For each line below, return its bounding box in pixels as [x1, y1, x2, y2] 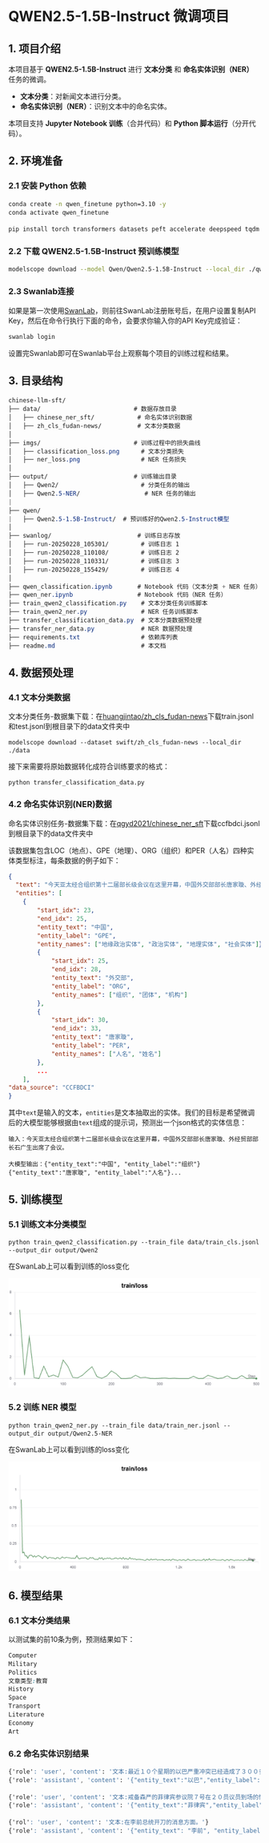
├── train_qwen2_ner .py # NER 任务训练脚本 [8, 608, 199, 616]
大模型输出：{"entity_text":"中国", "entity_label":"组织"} [8, 1160, 201, 1168]
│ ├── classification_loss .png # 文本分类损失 [8, 447, 184, 455]
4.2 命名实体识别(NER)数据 [8, 799, 112, 810]
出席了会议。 [31, 1143, 68, 1152]
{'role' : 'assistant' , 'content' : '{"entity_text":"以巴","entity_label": [8, 1776, 261, 1784]
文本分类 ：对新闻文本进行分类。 [19, 91, 126, 101]
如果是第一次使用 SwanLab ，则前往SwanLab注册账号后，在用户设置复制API [8, 305, 256, 315]
